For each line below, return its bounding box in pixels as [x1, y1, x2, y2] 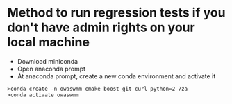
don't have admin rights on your [7, 19, 196, 35]
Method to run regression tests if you [7, 5, 226, 21]
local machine [7, 35, 90, 50]
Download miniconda [17, 57, 78, 65]
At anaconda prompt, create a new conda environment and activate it [17, 71, 216, 80]
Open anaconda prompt [17, 64, 85, 73]
